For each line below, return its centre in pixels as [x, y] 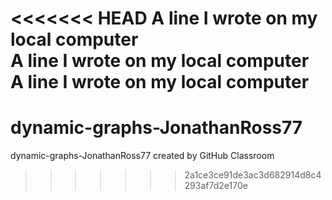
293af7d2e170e [216, 186]
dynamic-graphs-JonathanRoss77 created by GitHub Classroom [142, 156]
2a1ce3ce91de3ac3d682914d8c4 [253, 175]
